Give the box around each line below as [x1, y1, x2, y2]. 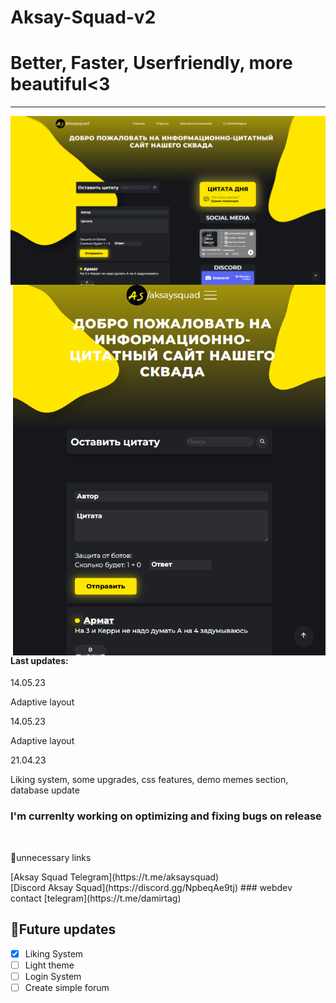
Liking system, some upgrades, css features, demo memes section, [10, 774, 289, 786]
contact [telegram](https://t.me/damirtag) [10, 892, 182, 904]
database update [10, 784, 80, 796]
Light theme [24, 959, 75, 971]
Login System [24, 970, 82, 982]
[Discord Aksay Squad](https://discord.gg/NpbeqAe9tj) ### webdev [10, 881, 293, 893]
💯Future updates [10, 921, 117, 938]
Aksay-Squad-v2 [10, 6, 157, 29]
